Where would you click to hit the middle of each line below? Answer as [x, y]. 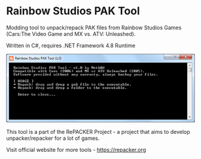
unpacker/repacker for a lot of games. [53, 138]
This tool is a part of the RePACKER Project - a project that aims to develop [98, 132]
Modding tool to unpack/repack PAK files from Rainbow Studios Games [94, 27]
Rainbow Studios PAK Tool [73, 11]
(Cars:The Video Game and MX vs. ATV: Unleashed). [71, 33]
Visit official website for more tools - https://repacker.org [76, 150]
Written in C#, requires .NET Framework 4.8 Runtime [71, 45]
